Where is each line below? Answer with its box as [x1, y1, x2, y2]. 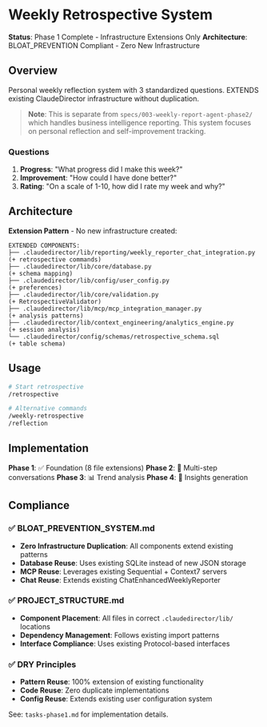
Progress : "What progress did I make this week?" [19, 164, 183, 174]
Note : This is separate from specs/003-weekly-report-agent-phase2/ [27, 109, 253, 119]
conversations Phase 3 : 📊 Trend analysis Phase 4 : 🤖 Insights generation [8, 472, 249, 482]
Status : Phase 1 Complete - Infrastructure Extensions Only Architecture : [8, 32, 248, 42]
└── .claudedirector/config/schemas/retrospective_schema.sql [8, 333, 220, 341]
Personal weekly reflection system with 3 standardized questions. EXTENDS [8, 85, 259, 95]
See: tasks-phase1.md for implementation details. [8, 709, 169, 719]
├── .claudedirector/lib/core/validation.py [8, 290, 159, 298]
